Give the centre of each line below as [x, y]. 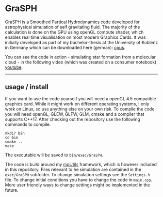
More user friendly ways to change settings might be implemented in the [78, 185]
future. [12, 190]
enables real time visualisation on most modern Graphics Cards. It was [75, 37]
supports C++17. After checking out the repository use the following [73, 119]
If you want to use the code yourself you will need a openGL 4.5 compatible [81, 98]
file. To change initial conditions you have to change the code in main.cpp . [79, 180]
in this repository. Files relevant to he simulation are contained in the [73, 169]
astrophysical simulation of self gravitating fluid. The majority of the [73, 27]
